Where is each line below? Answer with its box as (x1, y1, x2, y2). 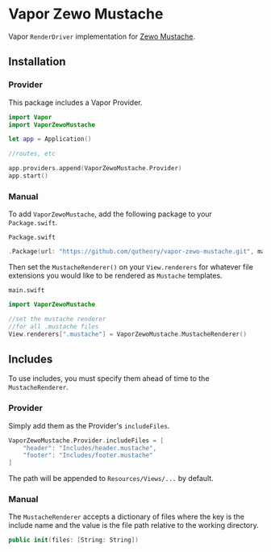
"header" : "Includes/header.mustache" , (23, 444, 157, 452)
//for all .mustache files (8, 322, 99, 331)
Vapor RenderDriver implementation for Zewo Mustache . (8, 31, 196, 41)
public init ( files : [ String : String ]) (8, 536, 139, 545)
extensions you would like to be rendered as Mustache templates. (8, 271, 223, 281)
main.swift (8, 286, 45, 295)
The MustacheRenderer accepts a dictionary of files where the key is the (8, 512, 244, 521)
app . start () (8, 172, 48, 180)
